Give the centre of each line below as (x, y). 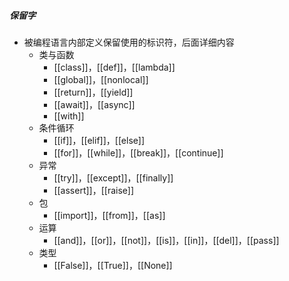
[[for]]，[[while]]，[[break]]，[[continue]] (138, 152)
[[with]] (69, 116)
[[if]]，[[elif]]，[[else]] (99, 140)
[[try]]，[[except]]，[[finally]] (113, 177)
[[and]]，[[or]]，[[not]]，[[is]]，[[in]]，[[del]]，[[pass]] (166, 240)
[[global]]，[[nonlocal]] (101, 79)
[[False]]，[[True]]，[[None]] (113, 265)
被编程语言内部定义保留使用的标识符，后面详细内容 (129, 42)
